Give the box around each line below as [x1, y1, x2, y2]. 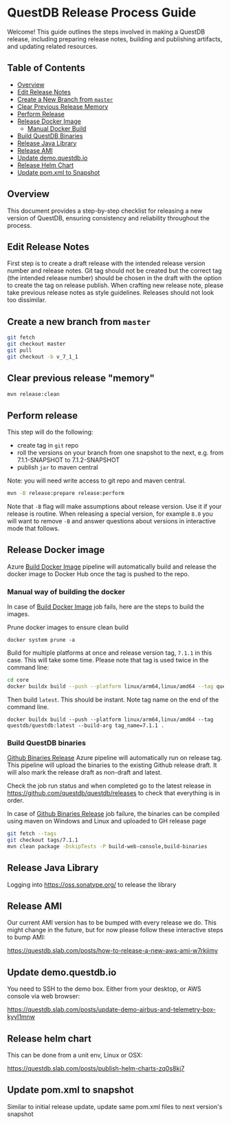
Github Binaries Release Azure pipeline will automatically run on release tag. [7, 754, 223, 762]
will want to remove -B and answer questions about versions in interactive [7, 517, 217, 525]
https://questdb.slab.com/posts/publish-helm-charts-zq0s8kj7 [7, 1064, 185, 1073]
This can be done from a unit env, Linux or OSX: [7, 1051, 143, 1060]
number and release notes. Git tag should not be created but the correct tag [7, 266, 222, 275]
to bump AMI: [7, 933, 46, 941]
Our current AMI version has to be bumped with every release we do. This [7, 918, 217, 927]
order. [7, 797, 24, 805]
